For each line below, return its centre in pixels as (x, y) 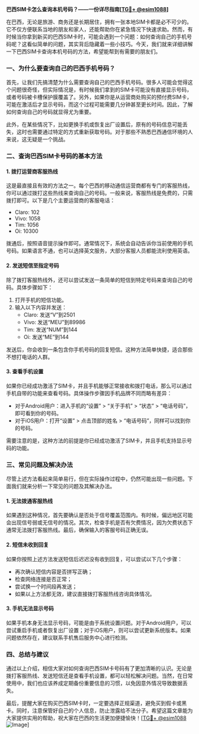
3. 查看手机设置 (25, 371)
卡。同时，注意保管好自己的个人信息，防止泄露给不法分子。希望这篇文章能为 (99, 711)
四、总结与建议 (28, 654)
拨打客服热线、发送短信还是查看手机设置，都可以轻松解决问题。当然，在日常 (99, 676)
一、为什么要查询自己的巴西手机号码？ (61, 68)
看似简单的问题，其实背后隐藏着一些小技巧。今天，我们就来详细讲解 (110, 44)
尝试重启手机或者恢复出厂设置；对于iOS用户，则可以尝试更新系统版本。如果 (99, 630)
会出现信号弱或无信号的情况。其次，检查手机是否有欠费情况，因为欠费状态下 (99, 523)
